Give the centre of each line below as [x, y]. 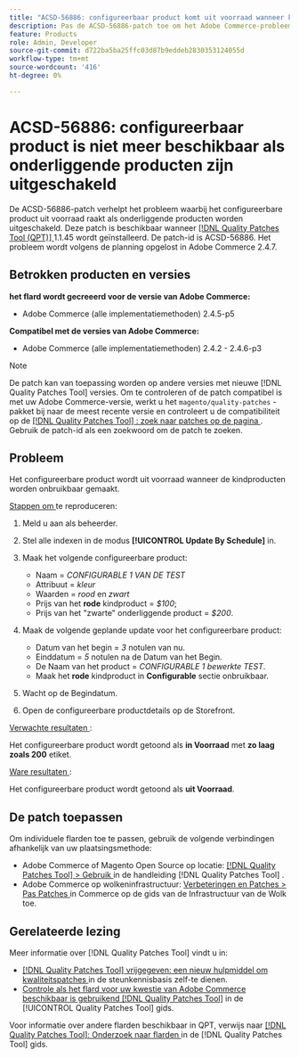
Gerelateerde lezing [65, 931]
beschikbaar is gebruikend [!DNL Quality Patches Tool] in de [133, 998]
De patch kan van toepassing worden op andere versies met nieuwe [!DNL [145, 382]
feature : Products [43, 34]
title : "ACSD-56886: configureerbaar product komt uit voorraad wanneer [147, 17]
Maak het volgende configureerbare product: [105, 558]
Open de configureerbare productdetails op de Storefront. [129, 710]
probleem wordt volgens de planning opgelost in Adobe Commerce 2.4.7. [143, 247]
